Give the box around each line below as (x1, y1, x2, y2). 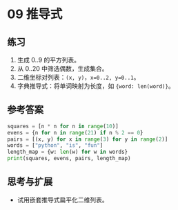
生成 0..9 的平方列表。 (17, 56, 81, 64)
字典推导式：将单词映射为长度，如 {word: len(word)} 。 (17, 82, 175, 90)
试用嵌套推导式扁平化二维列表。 (17, 195, 108, 204)
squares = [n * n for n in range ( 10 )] (7, 123, 119, 130)
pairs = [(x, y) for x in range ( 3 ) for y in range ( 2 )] (7, 136, 168, 143)
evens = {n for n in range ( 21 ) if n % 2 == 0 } (7, 129, 144, 136)
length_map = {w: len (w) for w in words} (7, 148, 128, 156)
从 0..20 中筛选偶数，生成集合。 (17, 64, 108, 73)
